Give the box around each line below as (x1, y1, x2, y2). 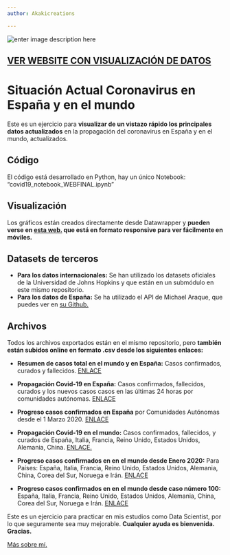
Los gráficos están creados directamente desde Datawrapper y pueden (7, 218, 211, 227)
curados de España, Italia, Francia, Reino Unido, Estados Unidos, (16, 436, 200, 444)
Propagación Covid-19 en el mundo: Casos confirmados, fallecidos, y (16, 428, 216, 437)
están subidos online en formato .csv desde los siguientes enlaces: (7, 346, 204, 355)
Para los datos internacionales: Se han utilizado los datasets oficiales (16, 271, 216, 280)
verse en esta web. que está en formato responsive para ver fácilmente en (7, 225, 223, 234)
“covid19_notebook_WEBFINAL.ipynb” (7, 180, 115, 188)
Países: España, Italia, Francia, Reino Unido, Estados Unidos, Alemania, (16, 464, 218, 472)
